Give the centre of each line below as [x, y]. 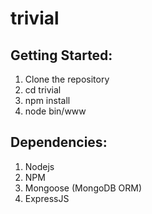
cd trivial [43, 90]
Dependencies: [59, 142]
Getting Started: [61, 55]
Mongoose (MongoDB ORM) [83, 188]
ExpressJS [47, 198]
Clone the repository [67, 79]
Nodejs [39, 166]
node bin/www [55, 111]
